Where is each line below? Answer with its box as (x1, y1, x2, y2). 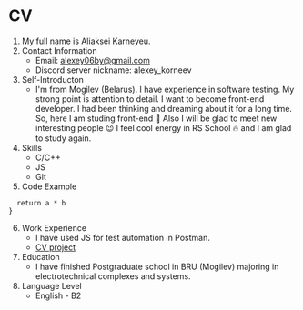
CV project (35, 242, 76, 253)
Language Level (21, 280, 83, 291)
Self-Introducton (21, 74, 84, 85)
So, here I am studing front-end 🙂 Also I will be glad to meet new (35, 113, 278, 124)
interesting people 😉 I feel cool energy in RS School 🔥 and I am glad (35, 122, 292, 133)
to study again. (35, 133, 92, 144)
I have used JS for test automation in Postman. (35, 232, 210, 243)
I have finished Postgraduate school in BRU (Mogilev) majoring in (35, 261, 279, 272)
